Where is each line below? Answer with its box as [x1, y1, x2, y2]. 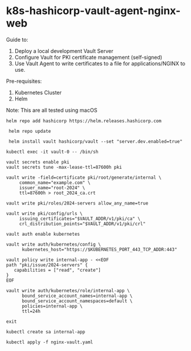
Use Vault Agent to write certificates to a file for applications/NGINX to [14, 60, 186, 67]
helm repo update [8, 128, 51, 134]
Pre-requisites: [6, 78, 42, 85]
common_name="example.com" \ [19, 179, 91, 186]
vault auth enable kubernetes [6, 231, 81, 237]
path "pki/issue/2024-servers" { [6, 262, 88, 268]
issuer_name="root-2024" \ [19, 185, 85, 190]
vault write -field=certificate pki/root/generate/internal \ [6, 175, 162, 180]
